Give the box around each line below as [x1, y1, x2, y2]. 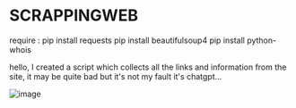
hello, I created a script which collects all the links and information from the [9, 62, 287, 72]
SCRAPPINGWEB [9, 5, 139, 26]
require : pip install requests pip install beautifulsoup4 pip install [9, 35, 245, 46]
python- [246, 35, 276, 46]
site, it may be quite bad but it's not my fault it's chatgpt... [9, 71, 222, 81]
